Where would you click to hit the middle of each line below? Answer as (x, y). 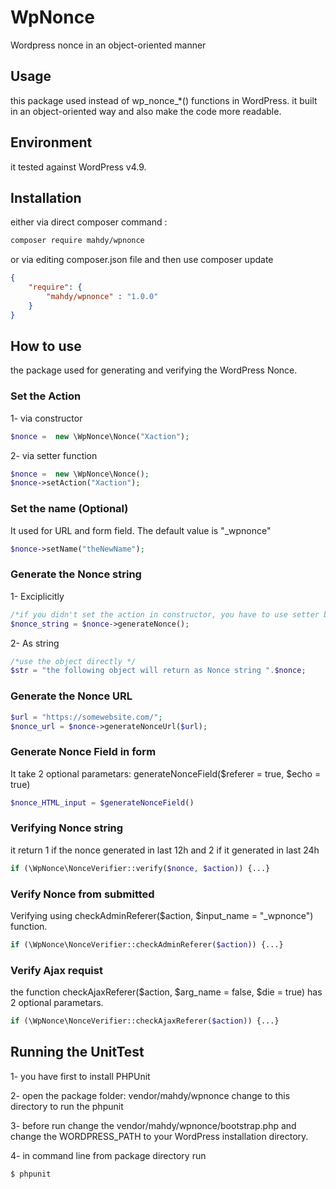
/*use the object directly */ (73, 661)
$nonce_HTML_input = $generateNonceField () (102, 802)
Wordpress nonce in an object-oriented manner (108, 45)
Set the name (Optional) (69, 509)
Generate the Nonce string (76, 574)
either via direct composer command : (89, 222)
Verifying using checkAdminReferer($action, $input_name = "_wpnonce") (162, 916)
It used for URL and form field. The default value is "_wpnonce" (141, 530)
